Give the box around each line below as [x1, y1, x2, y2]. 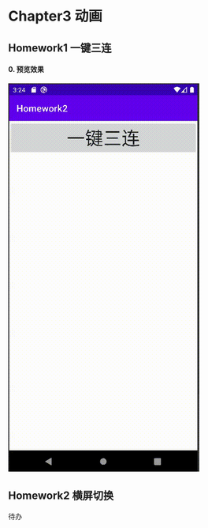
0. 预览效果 [8, 65, 45, 74]
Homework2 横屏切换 [8, 489, 114, 503]
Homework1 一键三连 [8, 41, 112, 55]
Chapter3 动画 [8, 7, 102, 25]
